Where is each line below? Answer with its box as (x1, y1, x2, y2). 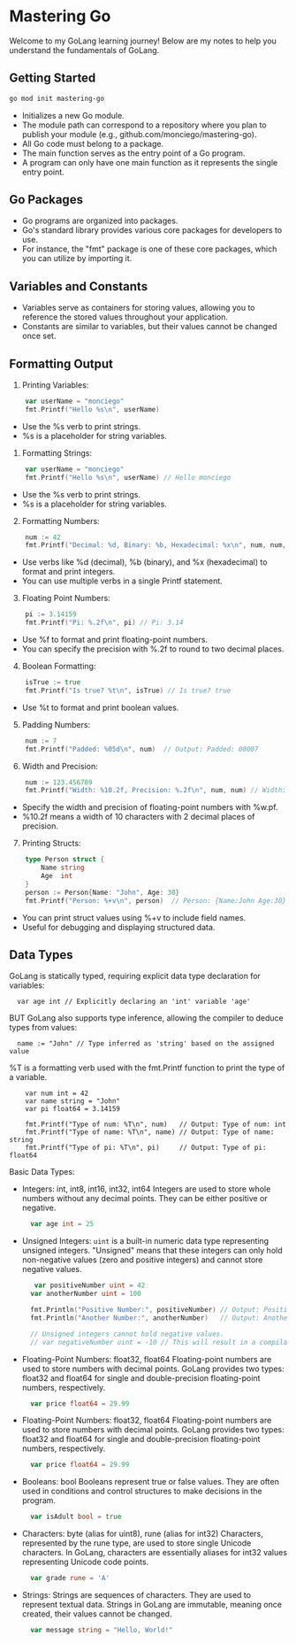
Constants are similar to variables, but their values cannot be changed (21, 321, 277, 332)
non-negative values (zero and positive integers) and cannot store (21, 1254, 263, 1265)
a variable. (9, 1072, 48, 1083)
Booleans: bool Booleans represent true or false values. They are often (21, 1477, 280, 1487)
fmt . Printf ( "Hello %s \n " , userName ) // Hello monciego (25, 473, 231, 482)
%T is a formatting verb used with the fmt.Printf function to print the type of (9, 1062, 285, 1073)
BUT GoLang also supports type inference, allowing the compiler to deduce (9, 1013, 285, 1023)
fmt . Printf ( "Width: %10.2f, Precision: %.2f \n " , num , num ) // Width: (25, 786, 287, 795)
